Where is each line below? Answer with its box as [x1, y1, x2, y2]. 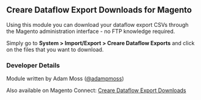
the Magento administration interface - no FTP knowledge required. [6, 27, 175, 35]
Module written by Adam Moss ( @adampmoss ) [6, 75, 124, 82]
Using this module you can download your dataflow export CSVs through [6, 21, 189, 28]
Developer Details [6, 61, 60, 70]
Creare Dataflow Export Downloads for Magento [6, 5, 192, 15]
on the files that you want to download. [6, 46, 104, 53]
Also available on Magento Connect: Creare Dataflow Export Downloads [6, 87, 186, 94]
